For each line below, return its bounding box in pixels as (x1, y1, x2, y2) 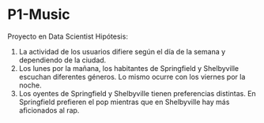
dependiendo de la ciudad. (18, 55, 107, 65)
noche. (18, 80, 42, 90)
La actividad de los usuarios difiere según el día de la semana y (18, 47, 226, 56)
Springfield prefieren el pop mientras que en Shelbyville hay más (18, 97, 230, 106)
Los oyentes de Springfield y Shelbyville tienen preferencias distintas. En (18, 88, 256, 98)
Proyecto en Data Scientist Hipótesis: (7, 32, 128, 41)
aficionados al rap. (18, 105, 80, 115)
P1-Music (7, 6, 70, 24)
